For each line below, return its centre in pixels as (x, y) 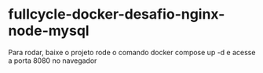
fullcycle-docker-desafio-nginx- (117, 14)
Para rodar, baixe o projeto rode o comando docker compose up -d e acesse (132, 52)
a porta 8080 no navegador (53, 61)
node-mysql (49, 31)
